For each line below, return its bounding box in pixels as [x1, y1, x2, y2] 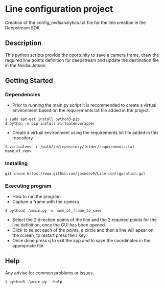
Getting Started [5, 77, 53, 85]
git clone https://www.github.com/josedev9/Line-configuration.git [5, 171, 146, 176]
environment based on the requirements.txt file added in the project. [12, 108, 150, 113]
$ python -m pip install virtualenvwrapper [5, 121, 95, 126]
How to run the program [12, 194, 61, 200]
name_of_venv [5, 149, 32, 154]
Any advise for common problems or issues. [5, 270, 94, 276]
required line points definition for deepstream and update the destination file [5, 57, 159, 63]
